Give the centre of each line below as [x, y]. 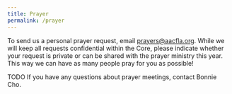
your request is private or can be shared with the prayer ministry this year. [115, 55]
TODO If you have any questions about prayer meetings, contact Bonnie [112, 77]
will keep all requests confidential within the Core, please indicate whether [116, 48]
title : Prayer [28, 14]
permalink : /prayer [36, 20]
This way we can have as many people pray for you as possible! [100, 63]
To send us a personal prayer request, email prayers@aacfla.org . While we [116, 40]
